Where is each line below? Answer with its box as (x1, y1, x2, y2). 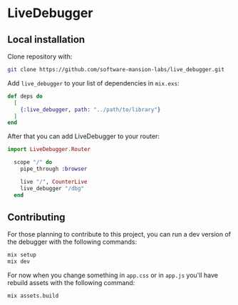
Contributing (7, 211, 66, 223)
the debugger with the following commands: (7, 237, 138, 247)
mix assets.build (7, 292, 59, 300)
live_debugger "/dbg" (20, 185, 84, 192)
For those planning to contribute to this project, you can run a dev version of (7, 230, 232, 239)
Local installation (7, 33, 86, 46)
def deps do (7, 93, 43, 100)
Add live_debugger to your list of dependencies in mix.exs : (7, 78, 180, 87)
